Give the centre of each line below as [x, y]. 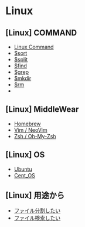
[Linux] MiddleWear [42, 110]
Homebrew [27, 124]
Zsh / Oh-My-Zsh [35, 136]
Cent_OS [25, 175]
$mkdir [23, 78]
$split [21, 59]
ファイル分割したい [37, 210]
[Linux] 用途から [35, 195]
